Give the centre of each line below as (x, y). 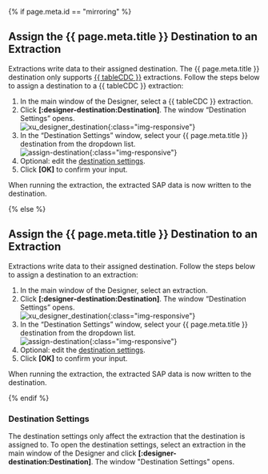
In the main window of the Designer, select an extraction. (114, 290)
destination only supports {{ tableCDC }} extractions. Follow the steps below (134, 77)
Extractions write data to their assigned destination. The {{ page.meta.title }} (134, 68)
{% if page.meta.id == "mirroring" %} (70, 12)
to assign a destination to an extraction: (73, 274)
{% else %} (27, 209)
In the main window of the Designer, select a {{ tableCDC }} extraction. (136, 101)
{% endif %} (29, 398)
